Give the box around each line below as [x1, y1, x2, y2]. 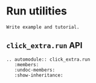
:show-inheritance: [14, 72, 63, 78]
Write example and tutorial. [6, 24, 80, 30]
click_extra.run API [6, 40, 83, 51]
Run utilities [6, 4, 68, 18]
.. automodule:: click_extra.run [6, 56, 91, 63]
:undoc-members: [14, 67, 56, 73]
